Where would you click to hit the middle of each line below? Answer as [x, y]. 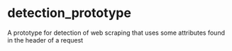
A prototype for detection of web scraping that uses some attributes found [116, 33]
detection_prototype [69, 13]
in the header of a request [45, 40]
